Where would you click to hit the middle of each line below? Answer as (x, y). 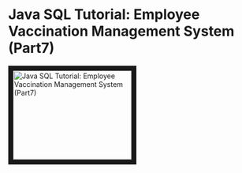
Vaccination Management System (121, 31)
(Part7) (32, 48)
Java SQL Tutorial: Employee (104, 15)
